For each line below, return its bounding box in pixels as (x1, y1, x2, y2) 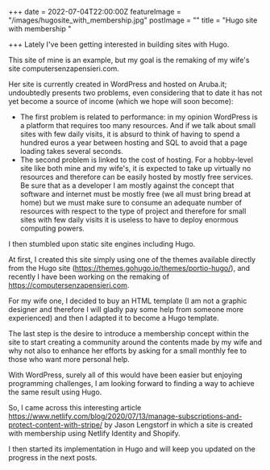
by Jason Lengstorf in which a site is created (104, 420, 254, 430)
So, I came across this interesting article (8, 403, 142, 412)
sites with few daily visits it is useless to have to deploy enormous (19, 215, 239, 224)
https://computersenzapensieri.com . (8, 281, 130, 289)
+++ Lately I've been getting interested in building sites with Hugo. (8, 40, 230, 49)
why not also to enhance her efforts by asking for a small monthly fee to (8, 346, 247, 356)
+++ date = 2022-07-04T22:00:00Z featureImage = (8, 7, 181, 16)
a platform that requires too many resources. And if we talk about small (19, 121, 256, 130)
